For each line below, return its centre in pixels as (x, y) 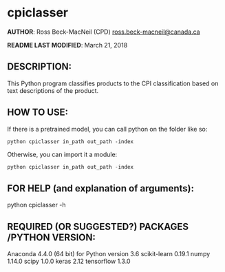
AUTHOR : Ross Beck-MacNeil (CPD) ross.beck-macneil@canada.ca (104, 32)
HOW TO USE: (38, 113)
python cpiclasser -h (36, 205)
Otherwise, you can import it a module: (62, 154)
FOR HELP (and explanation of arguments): (101, 188)
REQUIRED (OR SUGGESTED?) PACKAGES (98, 226)
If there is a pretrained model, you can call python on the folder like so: (107, 129)
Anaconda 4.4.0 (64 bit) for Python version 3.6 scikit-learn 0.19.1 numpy (109, 254)
